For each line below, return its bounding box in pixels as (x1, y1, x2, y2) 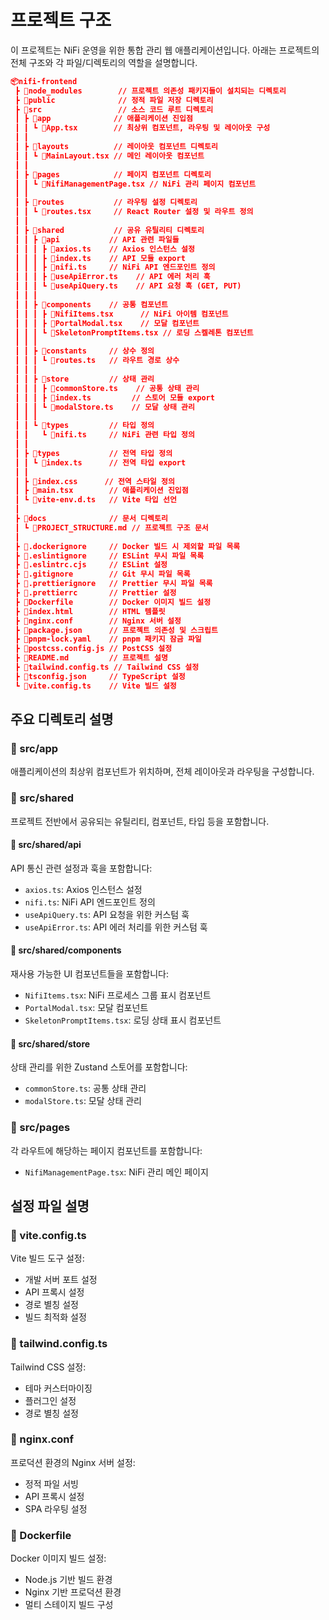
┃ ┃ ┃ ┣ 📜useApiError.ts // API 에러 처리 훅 (14, 272, 211, 282)
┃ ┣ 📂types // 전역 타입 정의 (14, 448, 173, 458)
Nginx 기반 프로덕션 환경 (24, 1586, 122, 1598)
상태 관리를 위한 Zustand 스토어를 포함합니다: (10, 1061, 188, 1073)
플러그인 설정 (24, 1394, 77, 1406)
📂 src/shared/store (10, 1037, 91, 1050)
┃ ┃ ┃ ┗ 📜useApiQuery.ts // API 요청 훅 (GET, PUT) (14, 281, 242, 291)
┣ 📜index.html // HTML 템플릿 (14, 606, 166, 616)
